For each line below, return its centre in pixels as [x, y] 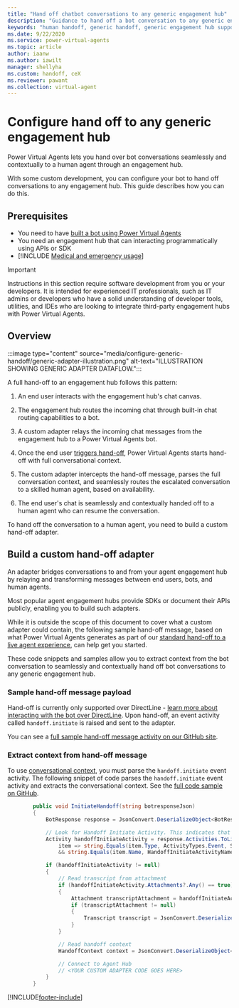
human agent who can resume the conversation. [89, 510]
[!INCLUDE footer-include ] [45, 997]
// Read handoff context [95, 944]
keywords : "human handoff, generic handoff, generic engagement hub [111, 27]
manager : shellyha [34, 67]
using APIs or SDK [44, 248]
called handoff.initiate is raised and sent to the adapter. [91, 722]
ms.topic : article [34, 47]
